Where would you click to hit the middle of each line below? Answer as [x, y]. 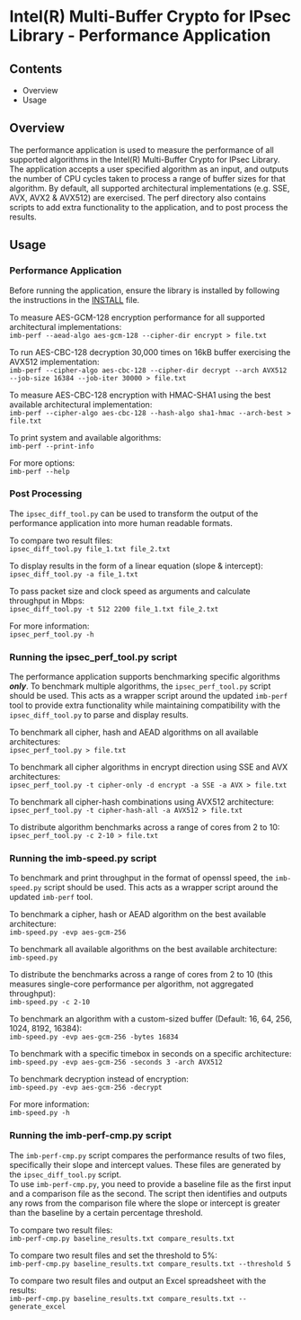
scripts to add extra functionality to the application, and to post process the [149, 207]
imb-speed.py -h [40, 1113]
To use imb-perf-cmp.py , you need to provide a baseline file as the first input [150, 1183]
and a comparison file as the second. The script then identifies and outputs [148, 1193]
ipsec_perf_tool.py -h [52, 634]
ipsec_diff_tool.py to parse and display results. [99, 715]
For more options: [42, 463]
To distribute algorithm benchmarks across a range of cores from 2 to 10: [145, 827]
